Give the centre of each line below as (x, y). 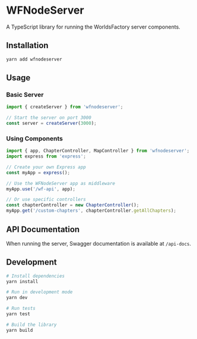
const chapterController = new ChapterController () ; (73, 205)
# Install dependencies (36, 276)
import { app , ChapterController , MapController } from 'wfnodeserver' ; (98, 151)
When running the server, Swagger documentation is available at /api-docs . (99, 243)
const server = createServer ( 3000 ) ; (51, 123)
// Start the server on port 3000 (49, 118)
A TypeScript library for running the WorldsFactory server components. (93, 27)
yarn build (20, 330)
